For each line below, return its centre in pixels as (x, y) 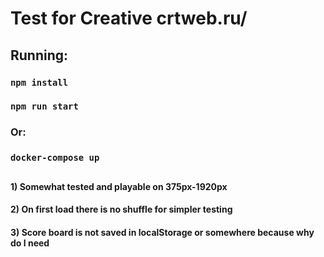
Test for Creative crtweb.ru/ (129, 18)
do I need (30, 243)
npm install (39, 82)
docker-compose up (55, 158)
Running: (39, 55)
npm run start (44, 106)
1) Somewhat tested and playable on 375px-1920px (119, 186)
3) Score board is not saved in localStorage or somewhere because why (162, 232)
